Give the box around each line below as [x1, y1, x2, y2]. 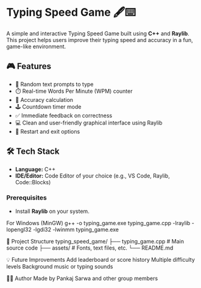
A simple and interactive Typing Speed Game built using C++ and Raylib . [6, 29, 190, 37]
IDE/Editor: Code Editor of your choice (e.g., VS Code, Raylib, [15, 172, 171, 179]
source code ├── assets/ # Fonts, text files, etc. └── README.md [6, 244, 174, 251]
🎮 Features [6, 61, 52, 71]
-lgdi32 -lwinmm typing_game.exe [32, 226, 119, 233]
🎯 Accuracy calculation [15, 96, 74, 103]
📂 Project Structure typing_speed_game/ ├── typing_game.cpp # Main [6, 237, 185, 245]
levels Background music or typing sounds [6, 262, 113, 270]
